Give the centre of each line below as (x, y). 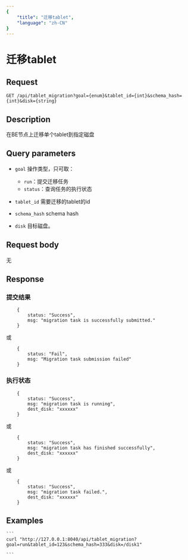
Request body (33, 245)
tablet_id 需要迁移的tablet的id (52, 201)
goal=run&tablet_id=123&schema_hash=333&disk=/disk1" (74, 545)
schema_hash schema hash (47, 213)
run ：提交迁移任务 (46, 181)
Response (25, 279)
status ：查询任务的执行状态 (58, 189)
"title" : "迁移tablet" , (46, 17)
